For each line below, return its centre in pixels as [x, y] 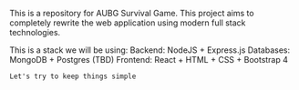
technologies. [35, 32]
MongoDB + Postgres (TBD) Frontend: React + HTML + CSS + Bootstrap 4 [149, 60]
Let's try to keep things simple [73, 76]
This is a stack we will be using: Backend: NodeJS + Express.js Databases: [150, 50]
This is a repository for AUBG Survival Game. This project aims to [132, 13]
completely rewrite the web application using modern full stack [128, 23]
